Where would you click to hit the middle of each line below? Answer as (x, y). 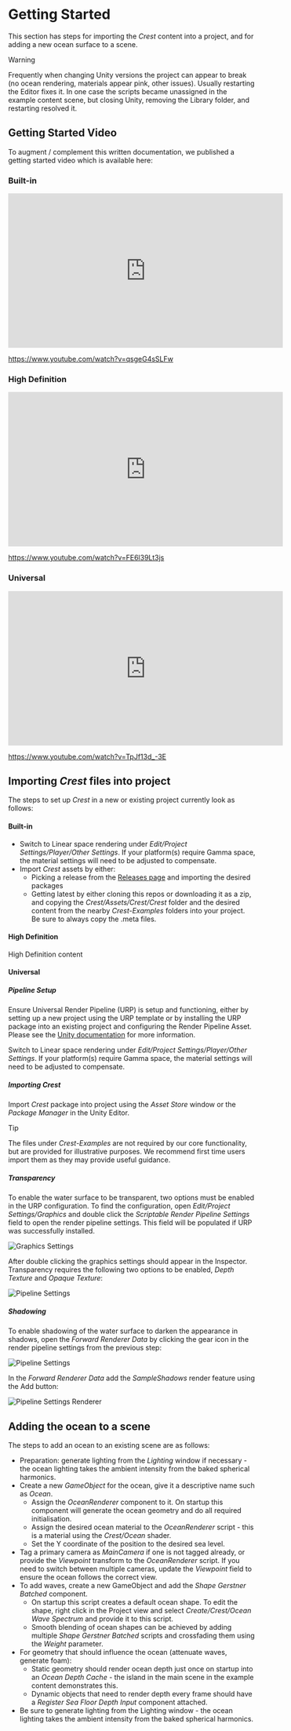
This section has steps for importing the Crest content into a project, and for (131, 36)
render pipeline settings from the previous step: (85, 1348)
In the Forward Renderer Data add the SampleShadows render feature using (131, 1378)
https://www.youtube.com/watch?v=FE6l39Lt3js (86, 558)
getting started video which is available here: (80, 160)
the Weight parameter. (67, 1644)
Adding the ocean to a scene (79, 1426)
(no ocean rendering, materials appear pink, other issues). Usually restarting (131, 83)
